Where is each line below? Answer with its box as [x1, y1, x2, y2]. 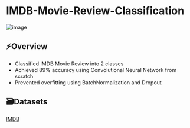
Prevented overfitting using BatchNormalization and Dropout [14, 78, 162, 86]
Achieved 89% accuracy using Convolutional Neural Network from [14, 66, 177, 73]
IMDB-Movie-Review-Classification [6, 4, 185, 18]
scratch [14, 73, 34, 80]
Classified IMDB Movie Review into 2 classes [14, 60, 124, 67]
